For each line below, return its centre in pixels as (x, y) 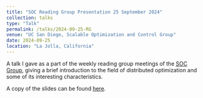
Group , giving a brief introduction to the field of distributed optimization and (102, 70)
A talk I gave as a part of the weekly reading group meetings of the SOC (97, 63)
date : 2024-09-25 (28, 40)
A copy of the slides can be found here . (56, 88)
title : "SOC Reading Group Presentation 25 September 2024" (85, 12)
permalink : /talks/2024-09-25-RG (49, 29)
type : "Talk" (23, 23)
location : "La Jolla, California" (50, 47)
